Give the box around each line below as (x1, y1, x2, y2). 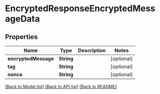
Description (78, 47, 106, 54)
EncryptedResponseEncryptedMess (5, 3, 156, 14)
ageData (5, 13, 40, 24)
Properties (5, 33, 38, 41)
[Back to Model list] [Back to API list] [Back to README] (5, 84, 117, 89)
